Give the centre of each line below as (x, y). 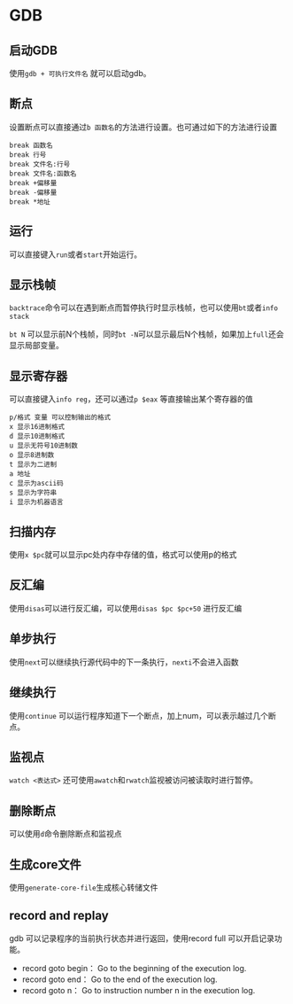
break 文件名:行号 (40, 164)
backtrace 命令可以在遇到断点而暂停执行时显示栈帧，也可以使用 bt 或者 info (144, 307)
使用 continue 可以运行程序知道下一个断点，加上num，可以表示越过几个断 (143, 715)
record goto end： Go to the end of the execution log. (120, 979)
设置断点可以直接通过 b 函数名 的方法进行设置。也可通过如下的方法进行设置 (143, 127)
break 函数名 (31, 145)
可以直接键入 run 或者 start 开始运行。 (76, 254)
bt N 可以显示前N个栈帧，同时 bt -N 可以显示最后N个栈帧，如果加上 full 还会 (147, 334)
